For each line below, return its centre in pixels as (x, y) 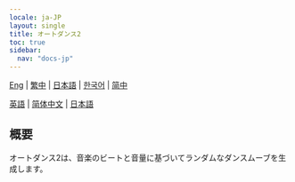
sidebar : (25, 51)
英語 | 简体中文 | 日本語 (52, 104)
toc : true (28, 42)
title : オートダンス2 (45, 34)
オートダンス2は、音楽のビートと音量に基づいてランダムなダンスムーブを (144, 157)
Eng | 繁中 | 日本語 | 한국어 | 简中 (69, 85)
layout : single (37, 26)
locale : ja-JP (36, 17)
